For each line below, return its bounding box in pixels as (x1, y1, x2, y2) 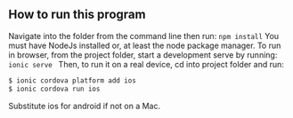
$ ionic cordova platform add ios (8, 75, 137, 85)
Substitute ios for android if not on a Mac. (8, 100, 161, 111)
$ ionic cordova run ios (8, 84, 101, 93)
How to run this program (8, 7, 146, 22)
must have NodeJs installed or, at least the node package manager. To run (8, 40, 281, 51)
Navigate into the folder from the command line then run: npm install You (8, 30, 280, 41)
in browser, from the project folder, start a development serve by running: (8, 49, 278, 60)
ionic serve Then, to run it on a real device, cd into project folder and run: (8, 59, 284, 69)
